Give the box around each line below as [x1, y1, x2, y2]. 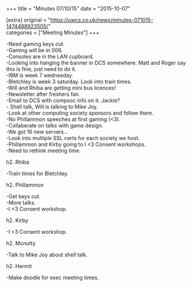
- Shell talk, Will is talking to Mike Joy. [6, 103, 99, 110]
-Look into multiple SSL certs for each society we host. [6, 135, 140, 141]
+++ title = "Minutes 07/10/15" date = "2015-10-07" [6, 5, 131, 12]
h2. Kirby [6, 217, 28, 224]
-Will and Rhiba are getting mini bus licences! [6, 84, 116, 91]
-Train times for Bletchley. [6, 170, 69, 177]
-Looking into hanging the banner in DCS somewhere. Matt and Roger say [6, 59, 186, 66]
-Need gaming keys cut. [6, 41, 65, 47]
